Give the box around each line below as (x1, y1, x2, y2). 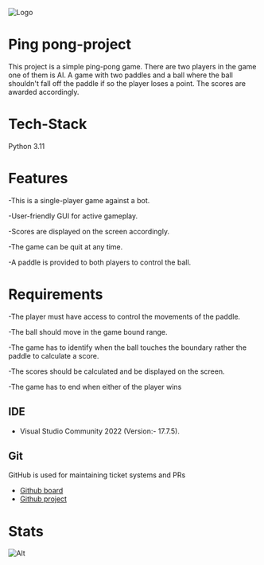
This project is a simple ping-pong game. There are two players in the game (8, 61, 257, 71)
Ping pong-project (8, 36, 132, 53)
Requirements (8, 285, 103, 303)
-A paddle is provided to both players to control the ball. (8, 257, 192, 267)
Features (8, 170, 68, 187)
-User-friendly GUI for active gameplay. (8, 211, 138, 221)
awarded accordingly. (8, 87, 80, 96)
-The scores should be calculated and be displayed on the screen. (8, 367, 225, 376)
